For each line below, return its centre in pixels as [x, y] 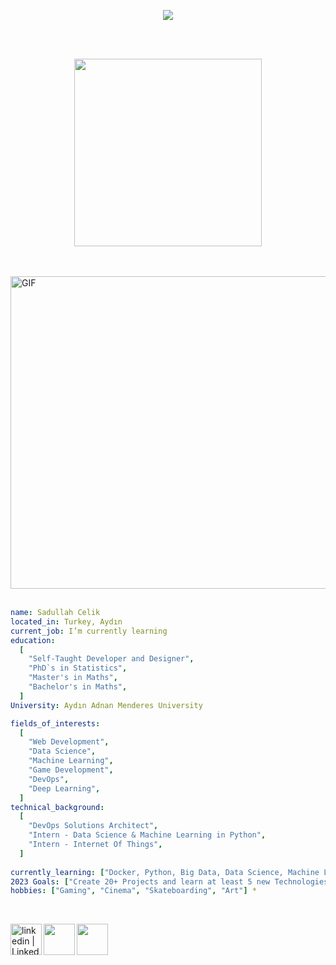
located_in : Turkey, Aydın [66, 621]
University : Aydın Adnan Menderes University [106, 705]
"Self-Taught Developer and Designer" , [111, 659]
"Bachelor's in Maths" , [78, 687]
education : [33, 640]
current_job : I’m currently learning [89, 631]
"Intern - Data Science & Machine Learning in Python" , [147, 835]
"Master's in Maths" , [73, 678]
